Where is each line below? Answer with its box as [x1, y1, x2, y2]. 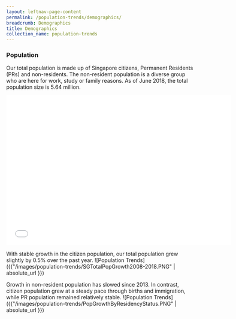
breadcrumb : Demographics [6, 20, 71, 26]
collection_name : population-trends [6, 31, 98, 37]
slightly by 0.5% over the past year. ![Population [6, 257, 125, 264]
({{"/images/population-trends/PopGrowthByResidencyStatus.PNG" [6, 300, 174, 308]
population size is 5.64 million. [6, 83, 81, 91]
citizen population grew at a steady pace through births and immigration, [6, 287, 186, 294]
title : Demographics [6, 25, 58, 32]
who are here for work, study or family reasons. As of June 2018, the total [6, 77, 188, 85]
